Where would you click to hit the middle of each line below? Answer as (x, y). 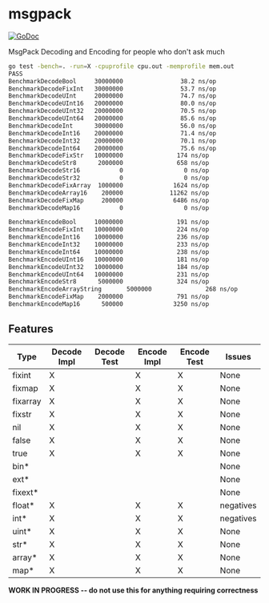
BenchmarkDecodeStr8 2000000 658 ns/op (109, 163)
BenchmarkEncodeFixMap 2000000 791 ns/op (109, 297)
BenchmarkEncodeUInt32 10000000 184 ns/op (109, 267)
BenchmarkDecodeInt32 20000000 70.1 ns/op (112, 141)
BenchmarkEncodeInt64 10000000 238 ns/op (109, 252)
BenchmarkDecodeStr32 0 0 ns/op (109, 178)
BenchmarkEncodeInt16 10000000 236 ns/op (109, 237)
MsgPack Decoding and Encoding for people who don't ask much (117, 51)
